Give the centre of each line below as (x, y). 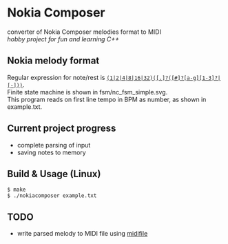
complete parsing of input (54, 145)
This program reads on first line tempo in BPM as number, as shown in (107, 99)
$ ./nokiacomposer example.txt (52, 196)
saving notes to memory (51, 152)
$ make (17, 190)
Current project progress (62, 129)
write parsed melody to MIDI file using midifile (82, 234)
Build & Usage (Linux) (54, 174)
